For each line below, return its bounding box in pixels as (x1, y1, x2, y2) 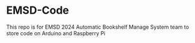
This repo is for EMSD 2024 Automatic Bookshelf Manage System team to (6, 23, 189, 30)
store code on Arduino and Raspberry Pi (6, 29, 106, 36)
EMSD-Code (6, 4, 69, 17)
